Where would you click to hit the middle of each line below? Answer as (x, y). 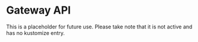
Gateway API (39, 10)
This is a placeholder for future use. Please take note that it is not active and (99, 27)
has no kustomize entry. (36, 33)
